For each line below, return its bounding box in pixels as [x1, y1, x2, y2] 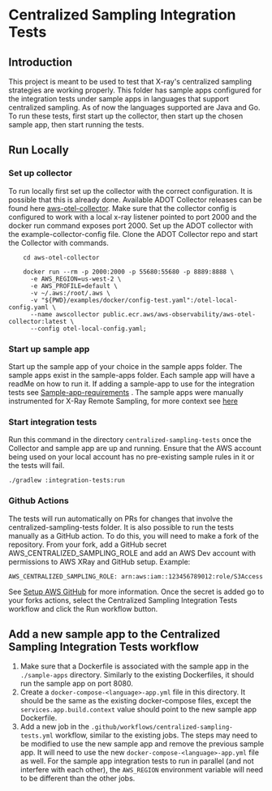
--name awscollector [29, 310, 100, 318]
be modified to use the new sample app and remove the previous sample [19, 739, 265, 749]
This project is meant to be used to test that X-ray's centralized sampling [8, 77, 253, 86]
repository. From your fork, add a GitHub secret [8, 540, 167, 549]
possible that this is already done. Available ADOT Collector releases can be [8, 195, 262, 204]
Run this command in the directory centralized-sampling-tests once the [8, 435, 252, 445]
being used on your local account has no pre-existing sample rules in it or [8, 452, 255, 462]
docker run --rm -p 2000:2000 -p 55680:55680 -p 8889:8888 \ [23, 268, 234, 276]
